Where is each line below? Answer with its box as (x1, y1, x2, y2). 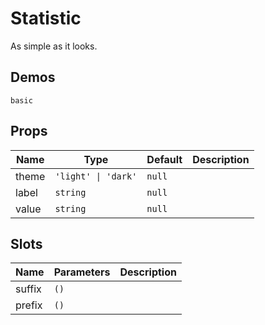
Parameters (53, 265, 111, 279)
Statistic (10, 7, 82, 30)
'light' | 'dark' (54, 170, 138, 182)
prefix (15, 298, 43, 312)
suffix (15, 282, 42, 296)
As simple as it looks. (10, 40, 98, 52)
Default (146, 152, 183, 166)
